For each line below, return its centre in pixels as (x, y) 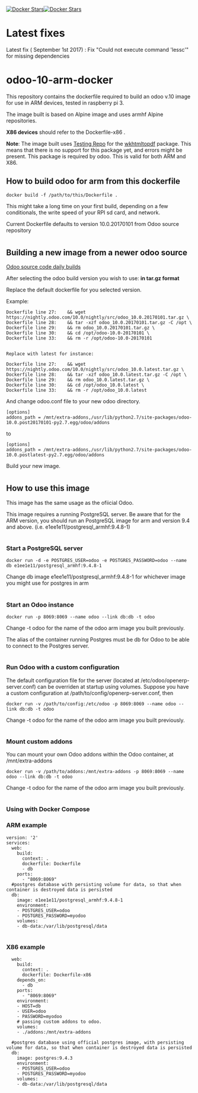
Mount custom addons (39, 742)
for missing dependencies (38, 56)
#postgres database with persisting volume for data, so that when (97, 884)
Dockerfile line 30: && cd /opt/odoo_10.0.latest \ (75, 385)
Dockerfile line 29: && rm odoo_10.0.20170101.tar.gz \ (81, 328)
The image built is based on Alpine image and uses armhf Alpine (85, 114)
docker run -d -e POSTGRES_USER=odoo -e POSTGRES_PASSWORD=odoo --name (96, 561)
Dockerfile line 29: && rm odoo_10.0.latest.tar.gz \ (78, 380)
